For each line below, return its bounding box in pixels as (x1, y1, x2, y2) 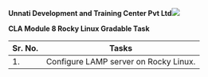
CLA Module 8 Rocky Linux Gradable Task (8, 24, 150, 33)
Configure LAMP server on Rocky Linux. (45, 56, 196, 67)
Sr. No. (12, 43, 38, 53)
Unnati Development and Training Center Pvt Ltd (8, 9, 172, 17)
